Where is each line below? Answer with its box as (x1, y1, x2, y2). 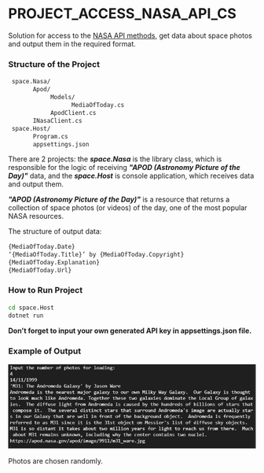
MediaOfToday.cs (71, 102, 125, 109)
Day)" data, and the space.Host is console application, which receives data (8, 171, 255, 181)
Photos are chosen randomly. (8, 456, 104, 465)
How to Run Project (8, 285, 83, 296)
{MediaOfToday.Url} (8, 267, 72, 275)
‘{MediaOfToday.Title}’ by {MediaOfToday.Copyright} (8, 251, 185, 259)
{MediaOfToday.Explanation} (8, 259, 101, 267)
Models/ (49, 94, 76, 102)
